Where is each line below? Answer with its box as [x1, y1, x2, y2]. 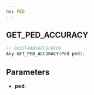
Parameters [6, 67, 50, 77]
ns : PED [6, 8, 25, 15]
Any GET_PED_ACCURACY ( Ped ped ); [6, 51, 85, 57]
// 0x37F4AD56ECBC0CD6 [6, 45, 62, 51]
